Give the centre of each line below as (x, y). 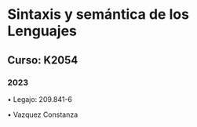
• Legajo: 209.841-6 (40, 99)
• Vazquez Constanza (43, 114)
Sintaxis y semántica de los (98, 15)
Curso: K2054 (43, 60)
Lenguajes (42, 31)
